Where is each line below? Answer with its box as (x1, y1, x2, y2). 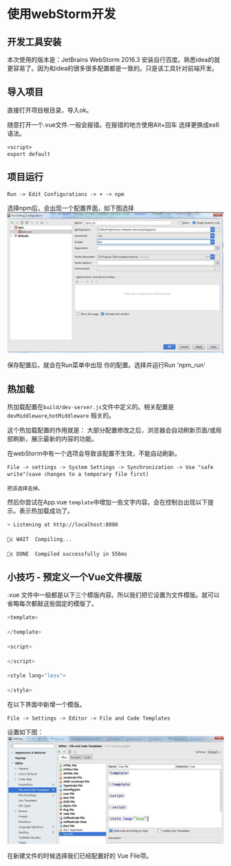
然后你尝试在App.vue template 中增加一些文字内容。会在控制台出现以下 (7, 498, 208, 506)
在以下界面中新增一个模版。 (7, 700, 86, 709)
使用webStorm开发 (7, 6, 116, 22)
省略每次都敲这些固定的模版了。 (7, 600, 98, 608)
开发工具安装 (7, 36, 62, 48)
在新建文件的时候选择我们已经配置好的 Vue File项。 (7, 852, 153, 860)
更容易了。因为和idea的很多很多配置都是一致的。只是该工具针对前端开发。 (7, 64, 219, 72)
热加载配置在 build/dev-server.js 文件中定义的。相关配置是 (7, 403, 175, 411)
